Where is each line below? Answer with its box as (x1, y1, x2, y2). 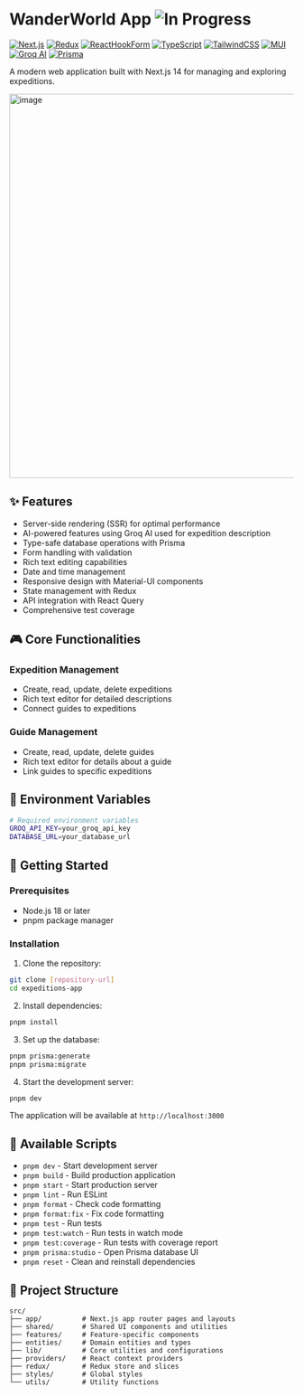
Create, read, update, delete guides (22, 746, 155, 757)
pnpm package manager (22, 914, 115, 926)
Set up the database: (22, 1033, 101, 1044)
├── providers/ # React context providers (9, 1354, 183, 1363)
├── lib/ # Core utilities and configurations (9, 1346, 224, 1355)
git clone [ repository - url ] (9, 976, 115, 985)
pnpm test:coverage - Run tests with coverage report (22, 1237, 218, 1248)
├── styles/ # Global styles (9, 1370, 143, 1379)
